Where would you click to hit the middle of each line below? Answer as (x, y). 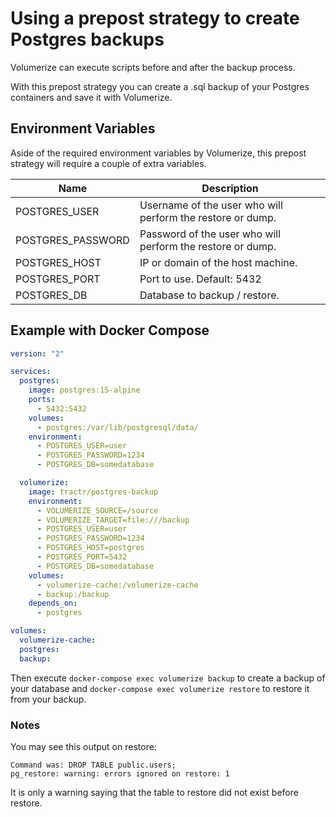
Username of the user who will (211, 205)
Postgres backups (87, 39)
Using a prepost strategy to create (155, 18)
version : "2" (37, 353)
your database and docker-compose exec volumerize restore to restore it (160, 688)
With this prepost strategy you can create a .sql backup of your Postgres (160, 86)
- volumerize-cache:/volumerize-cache (117, 585)
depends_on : (53, 603)
